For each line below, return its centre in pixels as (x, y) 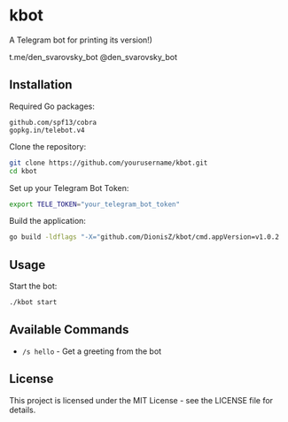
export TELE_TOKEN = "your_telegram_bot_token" (94, 204)
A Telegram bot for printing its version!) (81, 40)
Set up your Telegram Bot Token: (69, 188)
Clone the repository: (48, 146)
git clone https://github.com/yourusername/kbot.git (109, 163)
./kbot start (33, 303)
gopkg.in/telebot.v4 (47, 130)
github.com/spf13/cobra (53, 122)
